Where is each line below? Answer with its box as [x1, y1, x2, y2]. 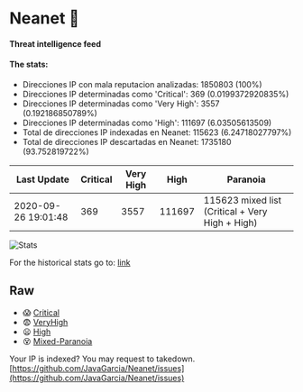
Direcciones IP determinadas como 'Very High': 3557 [22, 98, 220, 109]
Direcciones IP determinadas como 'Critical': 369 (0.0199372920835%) [22, 88, 289, 99]
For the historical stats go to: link [9, 257, 131, 268]
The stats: [9, 59, 49, 70]
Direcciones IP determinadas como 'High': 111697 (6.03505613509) [22, 117, 272, 128]
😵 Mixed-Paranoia [22, 335, 93, 346]
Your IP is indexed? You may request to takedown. [9, 353, 196, 364]
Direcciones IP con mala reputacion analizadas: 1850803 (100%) [22, 78, 263, 89]
